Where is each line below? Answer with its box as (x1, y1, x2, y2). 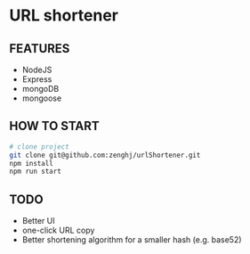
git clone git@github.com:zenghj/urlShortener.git (9, 151, 201, 160)
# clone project (9, 142, 69, 152)
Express (21, 74, 52, 85)
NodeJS (21, 64, 52, 75)
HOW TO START (9, 119, 100, 134)
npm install (9, 159, 53, 168)
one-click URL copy (21, 225, 95, 236)
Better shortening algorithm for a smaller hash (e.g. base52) (21, 234, 242, 245)
